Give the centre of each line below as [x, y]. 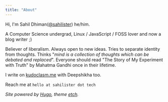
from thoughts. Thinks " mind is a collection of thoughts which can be [77, 54]
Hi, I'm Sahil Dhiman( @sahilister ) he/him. [48, 24]
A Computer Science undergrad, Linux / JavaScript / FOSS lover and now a [83, 34]
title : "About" [21, 10]
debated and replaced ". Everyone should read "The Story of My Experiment [84, 60]
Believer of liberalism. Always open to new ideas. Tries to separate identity [83, 49]
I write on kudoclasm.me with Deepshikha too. [53, 75]
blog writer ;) [19, 39]
